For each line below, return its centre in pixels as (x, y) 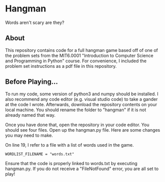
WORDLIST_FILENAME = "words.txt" (40, 154)
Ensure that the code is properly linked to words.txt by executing (71, 163)
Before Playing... (32, 82)
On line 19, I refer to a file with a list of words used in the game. (70, 145)
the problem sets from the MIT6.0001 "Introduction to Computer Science (79, 55)
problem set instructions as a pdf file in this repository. (61, 66)
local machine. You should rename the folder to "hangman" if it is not (76, 110)
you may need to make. (29, 135)
